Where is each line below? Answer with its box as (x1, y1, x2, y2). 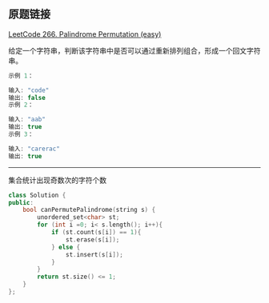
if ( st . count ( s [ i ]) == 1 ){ (50, 229, 142, 237)
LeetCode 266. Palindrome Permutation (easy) (8, 29, 162, 38)
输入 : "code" (8, 86, 50, 94)
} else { (50, 243, 81, 251)
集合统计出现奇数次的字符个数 (8, 175, 106, 185)
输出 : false (8, 94, 46, 102)
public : (8, 198, 34, 206)
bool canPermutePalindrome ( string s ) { (22, 206, 156, 214)
